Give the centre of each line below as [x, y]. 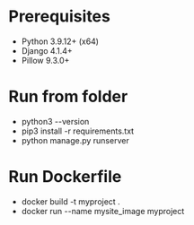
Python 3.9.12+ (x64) [60, 41]
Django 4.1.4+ [47, 50]
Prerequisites [60, 17]
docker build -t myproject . [71, 201]
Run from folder [68, 97]
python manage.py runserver [75, 140]
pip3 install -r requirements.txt [78, 131]
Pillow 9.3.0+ [45, 60]
